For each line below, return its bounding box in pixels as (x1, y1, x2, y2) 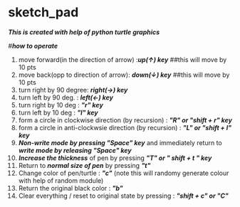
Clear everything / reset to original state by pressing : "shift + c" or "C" (18, 191, 229, 200)
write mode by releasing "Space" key (18, 146, 132, 154)
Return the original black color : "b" (18, 184, 123, 192)
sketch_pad (8, 4, 79, 21)
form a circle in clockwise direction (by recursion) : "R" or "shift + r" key (18, 115, 232, 124)
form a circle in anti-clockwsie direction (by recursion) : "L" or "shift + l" (18, 123, 232, 132)
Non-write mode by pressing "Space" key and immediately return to (18, 138, 223, 147)
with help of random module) (18, 176, 104, 185)
